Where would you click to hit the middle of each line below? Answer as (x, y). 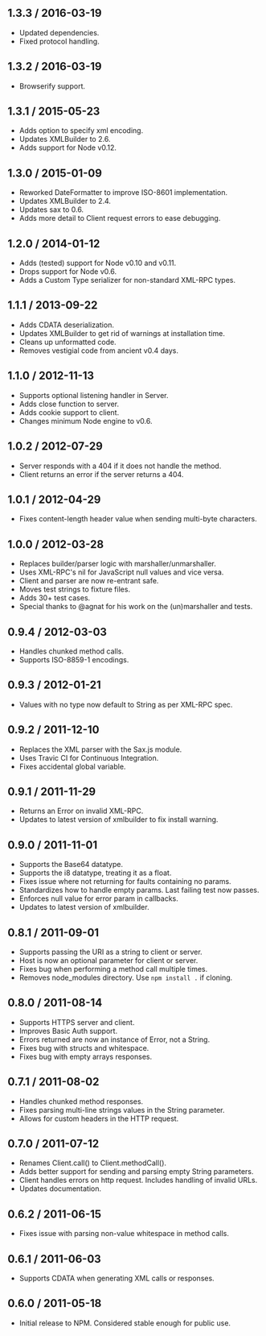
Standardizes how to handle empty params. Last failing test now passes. (139, 890)
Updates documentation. (60, 1189)
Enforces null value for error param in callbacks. (98, 898)
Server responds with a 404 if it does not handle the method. (120, 466)
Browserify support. (52, 86)
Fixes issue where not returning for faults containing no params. (125, 882)
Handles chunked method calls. (72, 651)
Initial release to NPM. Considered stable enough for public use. (125, 1323)
